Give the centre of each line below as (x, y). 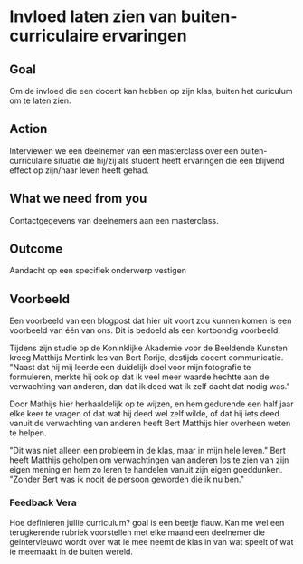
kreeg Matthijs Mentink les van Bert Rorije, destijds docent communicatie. (147, 358)
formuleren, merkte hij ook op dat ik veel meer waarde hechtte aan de (139, 377)
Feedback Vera (43, 502)
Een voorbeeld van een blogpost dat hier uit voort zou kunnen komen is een (151, 321)
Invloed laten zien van (94, 17)
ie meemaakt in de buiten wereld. (71, 551)
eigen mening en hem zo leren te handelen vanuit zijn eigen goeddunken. (146, 470)
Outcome (36, 249)
